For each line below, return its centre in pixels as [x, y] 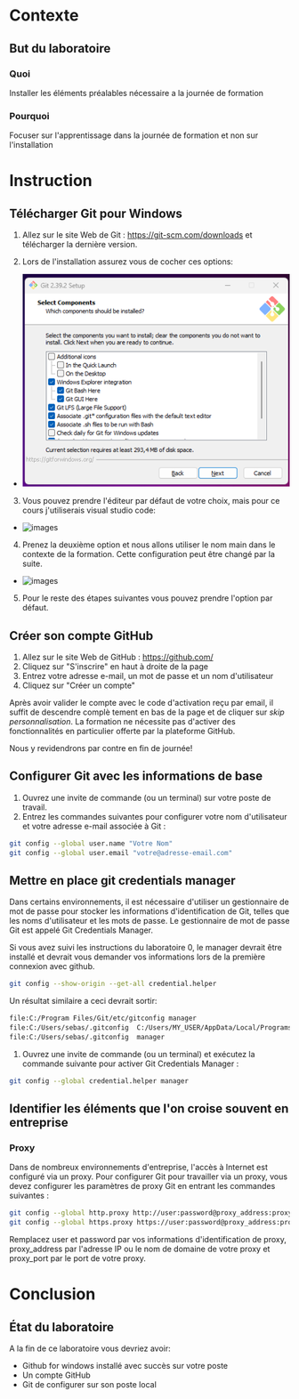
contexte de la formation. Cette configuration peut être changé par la [149, 554]
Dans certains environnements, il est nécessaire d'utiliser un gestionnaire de [149, 902]
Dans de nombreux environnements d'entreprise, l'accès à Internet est [139, 1168]
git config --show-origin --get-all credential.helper [113, 984]
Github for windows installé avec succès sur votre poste [125, 1366]
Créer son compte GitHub [81, 636]
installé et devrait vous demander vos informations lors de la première [137, 957]
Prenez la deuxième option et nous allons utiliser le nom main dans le [149, 545]
